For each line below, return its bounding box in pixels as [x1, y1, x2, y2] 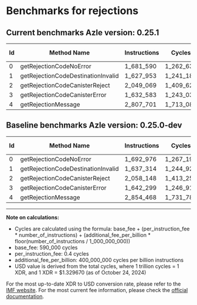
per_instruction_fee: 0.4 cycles [14, 250, 89, 257]
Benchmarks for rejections [6, 4, 139, 18]
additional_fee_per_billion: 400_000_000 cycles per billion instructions [14, 256, 184, 263]
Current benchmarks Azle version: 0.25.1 [6, 28, 159, 38]
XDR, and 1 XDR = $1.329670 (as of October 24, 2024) [14, 269, 147, 276]
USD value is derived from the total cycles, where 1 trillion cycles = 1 [14, 263, 179, 270]
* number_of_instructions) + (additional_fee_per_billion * [14, 231, 151, 239]
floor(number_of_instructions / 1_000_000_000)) [14, 237, 131, 244]
